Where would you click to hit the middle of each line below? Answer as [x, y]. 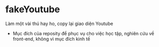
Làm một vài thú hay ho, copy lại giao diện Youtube [59, 24]
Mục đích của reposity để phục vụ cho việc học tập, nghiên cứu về [83, 33]
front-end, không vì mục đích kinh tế [52, 39]
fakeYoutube [33, 9]
